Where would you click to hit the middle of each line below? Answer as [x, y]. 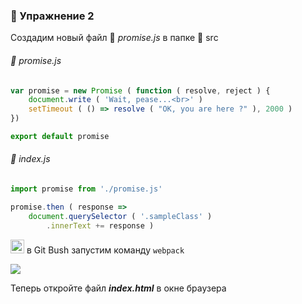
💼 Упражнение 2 [52, 16]
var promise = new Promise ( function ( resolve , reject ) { [140, 90]
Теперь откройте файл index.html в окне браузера [118, 288]
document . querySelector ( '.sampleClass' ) [120, 216]
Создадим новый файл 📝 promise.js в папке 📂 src [114, 38]
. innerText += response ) [100, 225]
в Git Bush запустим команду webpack [105, 250]
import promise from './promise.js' [86, 189]
